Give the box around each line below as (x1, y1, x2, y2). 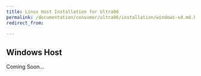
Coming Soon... (6, 63, 45, 71)
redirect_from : (6, 20, 44, 26)
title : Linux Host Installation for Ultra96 (6, 8, 119, 15)
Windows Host (6, 47, 62, 57)
